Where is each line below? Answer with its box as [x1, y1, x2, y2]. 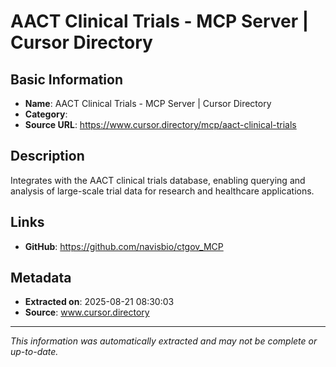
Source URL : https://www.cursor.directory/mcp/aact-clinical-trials [24, 119, 297, 130]
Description [10, 148, 85, 165]
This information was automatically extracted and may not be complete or [10, 335, 318, 347]
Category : [24, 108, 68, 120]
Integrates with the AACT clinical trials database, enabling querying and [10, 174, 306, 186]
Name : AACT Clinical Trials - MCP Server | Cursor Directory [24, 98, 272, 109]
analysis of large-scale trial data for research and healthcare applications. [10, 185, 315, 197]
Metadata [10, 270, 72, 287]
